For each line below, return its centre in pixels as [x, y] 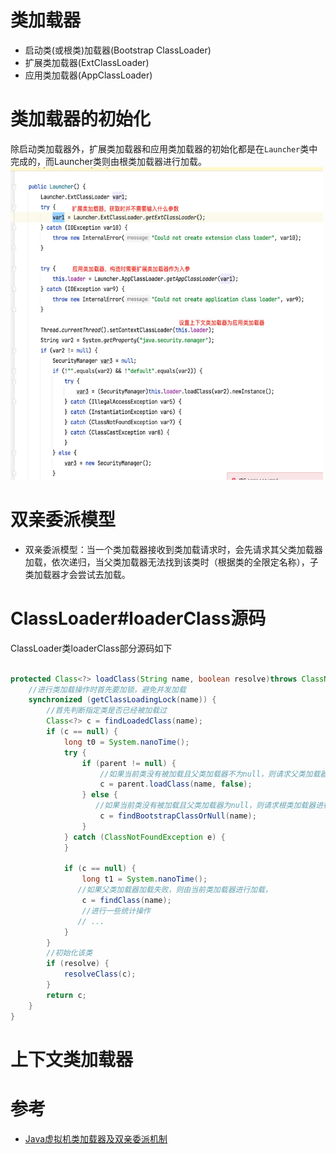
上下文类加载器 [72, 1059]
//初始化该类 [69, 953]
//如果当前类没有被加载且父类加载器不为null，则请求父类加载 [210, 774]
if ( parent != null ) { [129, 763]
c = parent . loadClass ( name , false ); [176, 784]
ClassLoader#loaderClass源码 [138, 618]
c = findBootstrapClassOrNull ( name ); [178, 816]
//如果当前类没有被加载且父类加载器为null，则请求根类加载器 [206, 806]
